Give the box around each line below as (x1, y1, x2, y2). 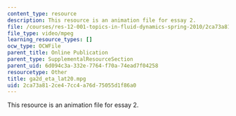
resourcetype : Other (7, 68, 68, 75)
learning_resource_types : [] (7, 36, 93, 43)
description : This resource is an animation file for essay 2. (7, 17, 197, 24)
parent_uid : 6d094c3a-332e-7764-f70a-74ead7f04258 (7, 62, 159, 69)
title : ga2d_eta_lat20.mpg (7, 75, 86, 82)
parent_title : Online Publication (7, 50, 109, 57)
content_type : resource (7, 10, 77, 17)
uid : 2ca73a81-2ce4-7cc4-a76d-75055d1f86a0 (7, 82, 137, 89)
